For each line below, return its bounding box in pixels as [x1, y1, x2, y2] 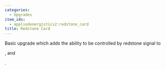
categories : [5, 7, 30, 13]
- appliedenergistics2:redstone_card [9, 21, 89, 27]
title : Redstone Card [5, 26, 51, 31]
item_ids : [5, 17, 26, 22]
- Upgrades [9, 12, 32, 17]
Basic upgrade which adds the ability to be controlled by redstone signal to [5, 40, 161, 46]
